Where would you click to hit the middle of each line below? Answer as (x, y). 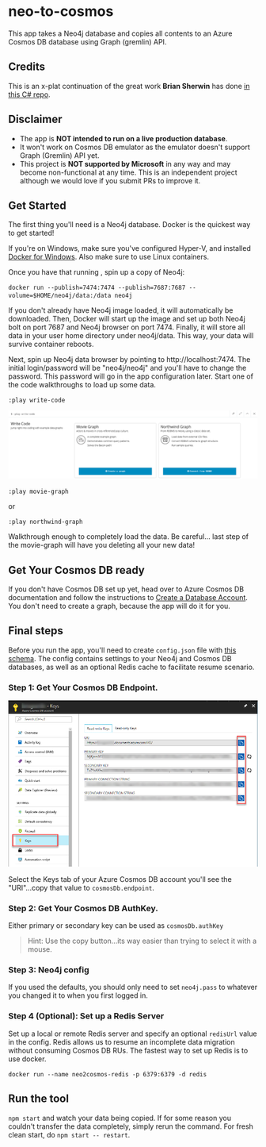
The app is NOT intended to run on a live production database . (123, 138)
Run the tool (39, 1099)
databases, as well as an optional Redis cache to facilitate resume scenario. (131, 667)
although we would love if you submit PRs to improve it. (110, 180)
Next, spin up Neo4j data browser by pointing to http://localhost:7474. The (129, 360)
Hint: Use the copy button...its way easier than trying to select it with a (142, 941)
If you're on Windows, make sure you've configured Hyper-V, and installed (129, 248)
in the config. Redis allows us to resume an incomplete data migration (122, 1041)
